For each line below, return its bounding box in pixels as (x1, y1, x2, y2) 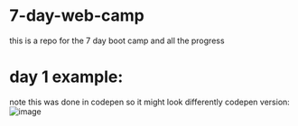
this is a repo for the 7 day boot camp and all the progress (9, 35, 225, 46)
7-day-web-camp (9, 5, 144, 26)
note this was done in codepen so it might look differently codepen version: (9, 96, 291, 107)
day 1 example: (9, 67, 124, 87)
